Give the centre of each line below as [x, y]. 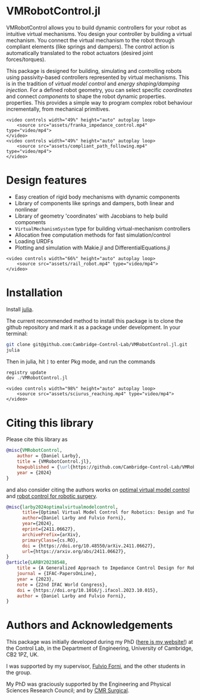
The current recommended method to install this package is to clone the [95, 320]
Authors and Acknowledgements [90, 625]
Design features [47, 180]
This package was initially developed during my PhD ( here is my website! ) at [100, 642]
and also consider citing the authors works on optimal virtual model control [98, 490]
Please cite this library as [37, 439]
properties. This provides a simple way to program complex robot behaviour [99, 102]
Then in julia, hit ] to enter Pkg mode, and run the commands [81, 361]
